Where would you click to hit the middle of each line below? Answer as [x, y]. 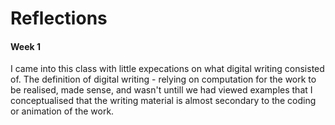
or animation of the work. [62, 111]
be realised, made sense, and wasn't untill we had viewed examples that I [161, 90]
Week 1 [25, 46]
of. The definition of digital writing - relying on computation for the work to [163, 79]
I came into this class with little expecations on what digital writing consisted [167, 69]
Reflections [59, 18]
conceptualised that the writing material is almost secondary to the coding [163, 101]
